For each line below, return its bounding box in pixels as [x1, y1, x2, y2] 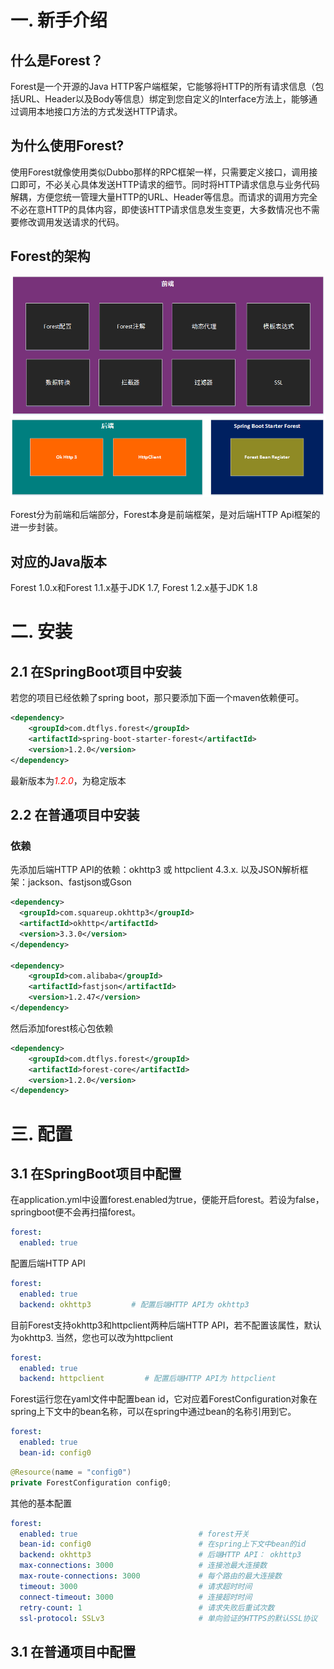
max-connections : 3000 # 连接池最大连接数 [19, 1561, 268, 1571]
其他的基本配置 [10, 1497, 72, 1509]
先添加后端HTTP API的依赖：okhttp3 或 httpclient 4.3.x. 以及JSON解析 [10, 864, 300, 876]
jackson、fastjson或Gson [27, 876, 132, 888]
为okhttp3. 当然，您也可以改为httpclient [10, 1331, 174, 1343]
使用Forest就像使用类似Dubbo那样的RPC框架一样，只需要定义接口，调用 [10, 166, 310, 178]
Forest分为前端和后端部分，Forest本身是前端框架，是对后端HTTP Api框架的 [10, 509, 321, 521]
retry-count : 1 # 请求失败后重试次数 [19, 1602, 275, 1613]
